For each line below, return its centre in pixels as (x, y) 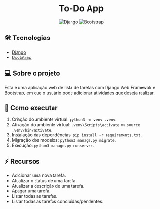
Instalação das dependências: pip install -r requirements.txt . (77, 135)
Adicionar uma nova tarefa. (39, 175)
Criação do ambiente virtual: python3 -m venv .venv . (64, 119)
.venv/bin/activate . (32, 130)
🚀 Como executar (31, 108)
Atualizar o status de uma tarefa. (44, 181)
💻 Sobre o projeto (32, 73)
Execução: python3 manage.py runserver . (53, 145)
